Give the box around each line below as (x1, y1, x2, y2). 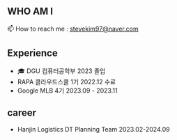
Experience (7, 47, 58, 59)
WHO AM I (7, 6, 54, 17)
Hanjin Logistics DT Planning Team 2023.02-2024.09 (17, 125, 170, 134)
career (7, 107, 37, 119)
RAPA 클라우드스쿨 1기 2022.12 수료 (17, 77, 116, 86)
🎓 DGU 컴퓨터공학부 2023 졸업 (17, 66, 106, 75)
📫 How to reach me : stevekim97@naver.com (7, 24, 139, 33)
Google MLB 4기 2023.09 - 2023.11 (17, 86, 118, 95)
